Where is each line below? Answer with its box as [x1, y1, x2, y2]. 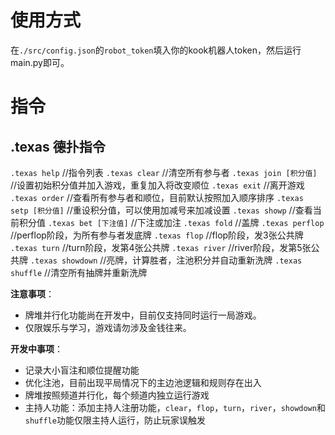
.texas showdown [29, 256, 98, 266]
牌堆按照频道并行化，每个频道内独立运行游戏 [24, 389, 210, 401]
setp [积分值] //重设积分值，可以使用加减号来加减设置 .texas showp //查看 [10, 204, 313, 216]
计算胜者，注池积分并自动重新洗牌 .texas [132, 254, 303, 266]
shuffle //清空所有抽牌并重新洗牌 [10, 266, 148, 278]
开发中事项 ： [10, 342, 63, 355]
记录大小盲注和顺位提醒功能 [24, 364, 140, 376]
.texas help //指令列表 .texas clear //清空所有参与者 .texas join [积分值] [10, 166, 318, 178]
